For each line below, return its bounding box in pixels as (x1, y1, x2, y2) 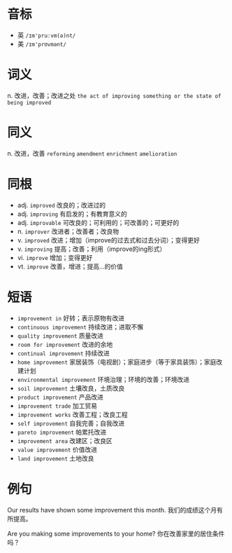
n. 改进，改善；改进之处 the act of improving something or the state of (7, 91, 222, 100)
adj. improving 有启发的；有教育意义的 (17, 210, 127, 218)
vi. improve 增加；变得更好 (17, 253, 93, 261)
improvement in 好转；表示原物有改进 (17, 313, 124, 322)
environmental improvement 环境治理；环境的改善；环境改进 (17, 375, 190, 383)
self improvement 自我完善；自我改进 (17, 418, 125, 428)
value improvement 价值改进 (17, 445, 98, 453)
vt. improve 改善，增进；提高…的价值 (17, 262, 124, 271)
